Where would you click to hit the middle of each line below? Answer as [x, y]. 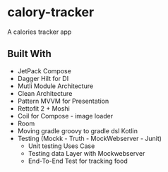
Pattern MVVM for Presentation [63, 101]
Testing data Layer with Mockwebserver [86, 153]
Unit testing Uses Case [61, 146]
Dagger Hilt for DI [43, 78]
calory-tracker [51, 12]
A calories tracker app [40, 32]
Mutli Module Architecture [55, 86]
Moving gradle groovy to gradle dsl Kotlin [77, 130]
